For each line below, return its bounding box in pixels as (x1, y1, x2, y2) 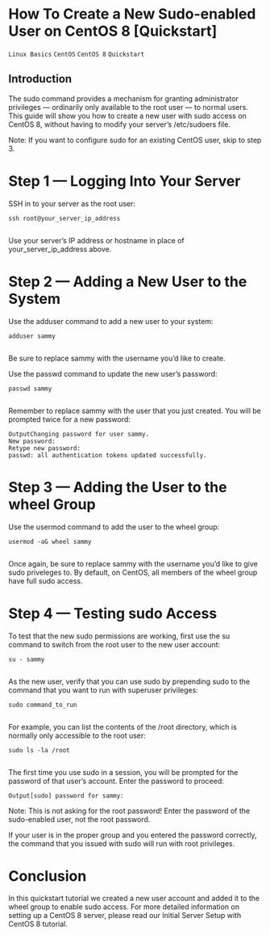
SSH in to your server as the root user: (8, 199, 135, 208)
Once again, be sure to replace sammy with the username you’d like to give (8, 558, 258, 568)
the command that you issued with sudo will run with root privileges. (8, 838, 235, 849)
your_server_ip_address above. (8, 244, 112, 254)
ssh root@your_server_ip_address (8, 214, 121, 222)
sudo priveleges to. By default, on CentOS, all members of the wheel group (8, 567, 258, 577)
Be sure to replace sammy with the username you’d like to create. (8, 353, 226, 363)
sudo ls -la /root (8, 746, 70, 754)
